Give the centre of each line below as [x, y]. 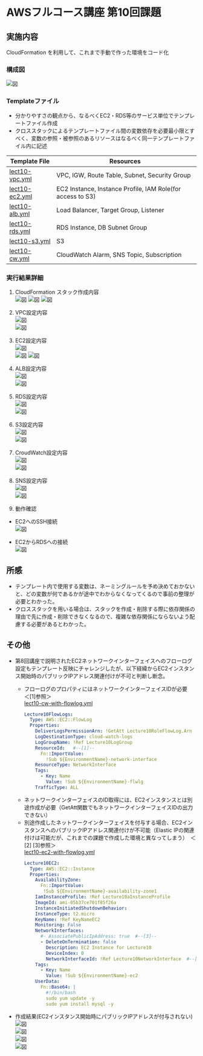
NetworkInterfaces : [60, 931]
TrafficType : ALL [57, 787]
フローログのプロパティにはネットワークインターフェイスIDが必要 [106, 689]
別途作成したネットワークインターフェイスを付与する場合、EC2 [103, 822]
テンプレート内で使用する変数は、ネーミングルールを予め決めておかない [105, 586]
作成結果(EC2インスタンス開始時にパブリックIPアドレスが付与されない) [104, 1016]
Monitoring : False [58, 925]
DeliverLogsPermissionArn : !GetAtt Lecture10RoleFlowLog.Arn [114, 731]
